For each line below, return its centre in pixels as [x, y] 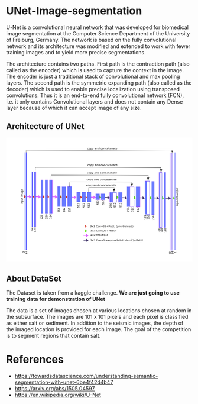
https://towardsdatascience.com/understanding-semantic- [86, 376]
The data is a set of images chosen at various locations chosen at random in [99, 310]
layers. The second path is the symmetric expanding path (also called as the [99, 83]
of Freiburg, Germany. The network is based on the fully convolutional [91, 40]
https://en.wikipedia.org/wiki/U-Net [58, 395]
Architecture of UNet [45, 126]
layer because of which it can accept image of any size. [74, 108]
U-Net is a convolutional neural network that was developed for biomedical [98, 27]
